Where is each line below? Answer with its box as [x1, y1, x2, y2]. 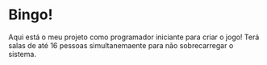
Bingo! [8, 6, 53, 24]
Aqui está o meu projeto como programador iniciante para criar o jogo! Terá [8, 32, 260, 42]
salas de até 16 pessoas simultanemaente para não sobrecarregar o [8, 40, 234, 50]
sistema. [8, 49, 36, 59]
